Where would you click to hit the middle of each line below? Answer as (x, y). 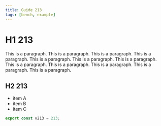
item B (19, 104)
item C (20, 109)
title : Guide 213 (24, 10)
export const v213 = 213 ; (33, 118)
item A (19, 98)
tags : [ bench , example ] (30, 15)
